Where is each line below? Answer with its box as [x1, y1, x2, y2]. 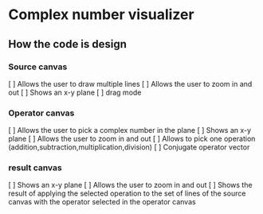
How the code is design [8, 37, 128, 51]
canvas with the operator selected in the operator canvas [8, 197, 197, 207]
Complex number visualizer [8, 6, 194, 24]
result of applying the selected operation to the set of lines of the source [8, 189, 246, 198]
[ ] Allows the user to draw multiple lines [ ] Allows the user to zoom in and [8, 79, 253, 88]
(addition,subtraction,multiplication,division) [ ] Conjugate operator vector [8, 142, 250, 152]
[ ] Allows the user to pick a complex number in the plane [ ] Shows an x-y [8, 126, 252, 135]
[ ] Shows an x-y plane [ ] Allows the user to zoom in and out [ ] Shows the [8, 181, 253, 190]
